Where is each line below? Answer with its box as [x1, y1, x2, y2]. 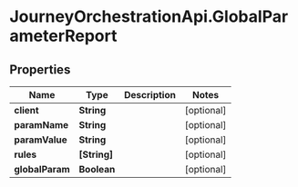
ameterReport [9, 25, 118, 46]
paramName [14, 119, 69, 131]
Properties [9, 62, 71, 77]
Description [124, 89, 176, 101]
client [14, 104, 39, 116]
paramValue [14, 133, 68, 146]
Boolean [78, 163, 116, 175]
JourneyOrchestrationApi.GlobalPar [9, 6, 289, 27]
